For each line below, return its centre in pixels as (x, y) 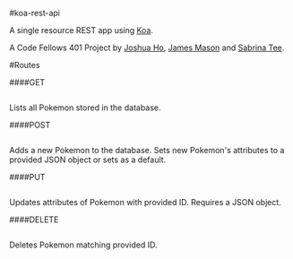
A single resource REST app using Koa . (82, 30)
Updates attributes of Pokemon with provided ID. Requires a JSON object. (146, 202)
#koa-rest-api (35, 13)
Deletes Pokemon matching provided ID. (83, 245)
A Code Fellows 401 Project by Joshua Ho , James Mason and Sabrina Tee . (147, 47)
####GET (27, 82)
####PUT (27, 177)
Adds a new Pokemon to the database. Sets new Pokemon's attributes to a (147, 150)
